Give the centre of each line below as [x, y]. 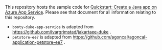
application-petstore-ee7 [37, 42]
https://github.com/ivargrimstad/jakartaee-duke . [61, 32]
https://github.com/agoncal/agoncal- [110, 37]
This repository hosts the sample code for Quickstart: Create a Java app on [81, 7]
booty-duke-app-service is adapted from [53, 27]
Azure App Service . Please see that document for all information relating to [81, 12]
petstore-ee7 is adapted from [42, 37]
